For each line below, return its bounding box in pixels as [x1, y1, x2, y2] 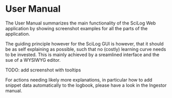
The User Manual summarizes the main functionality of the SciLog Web [5, 20, 156, 26]
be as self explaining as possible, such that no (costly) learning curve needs [5, 46, 166, 52]
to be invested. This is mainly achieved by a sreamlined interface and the [5, 52, 160, 58]
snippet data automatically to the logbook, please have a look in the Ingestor [5, 82, 167, 88]
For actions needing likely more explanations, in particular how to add [5, 77, 152, 83]
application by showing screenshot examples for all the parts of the [5, 25, 148, 31]
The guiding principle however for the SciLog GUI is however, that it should [5, 40, 164, 46]
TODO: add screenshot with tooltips [5, 67, 81, 73]
